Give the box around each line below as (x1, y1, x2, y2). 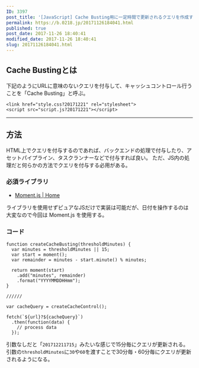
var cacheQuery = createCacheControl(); (6, 304, 108, 310)
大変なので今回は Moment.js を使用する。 (6, 211, 108, 218)
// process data (17, 325, 57, 331)
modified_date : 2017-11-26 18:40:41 (6, 36, 97, 42)
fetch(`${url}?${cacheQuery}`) (6, 314, 84, 321)
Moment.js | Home (14, 191, 60, 199)
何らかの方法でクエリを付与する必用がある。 (21, 161, 131, 169)
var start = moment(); (11, 252, 68, 258)
